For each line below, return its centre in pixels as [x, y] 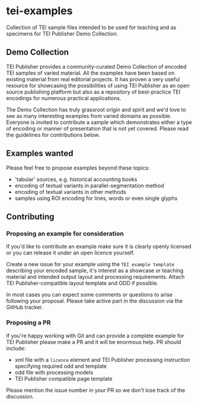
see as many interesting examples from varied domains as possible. [89, 116]
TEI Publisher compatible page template [63, 378]
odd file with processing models [54, 372]
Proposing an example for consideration [65, 234]
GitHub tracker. [25, 307]
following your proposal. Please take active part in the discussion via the [94, 301]
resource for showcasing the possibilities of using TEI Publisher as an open [98, 85]
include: [16, 348]
